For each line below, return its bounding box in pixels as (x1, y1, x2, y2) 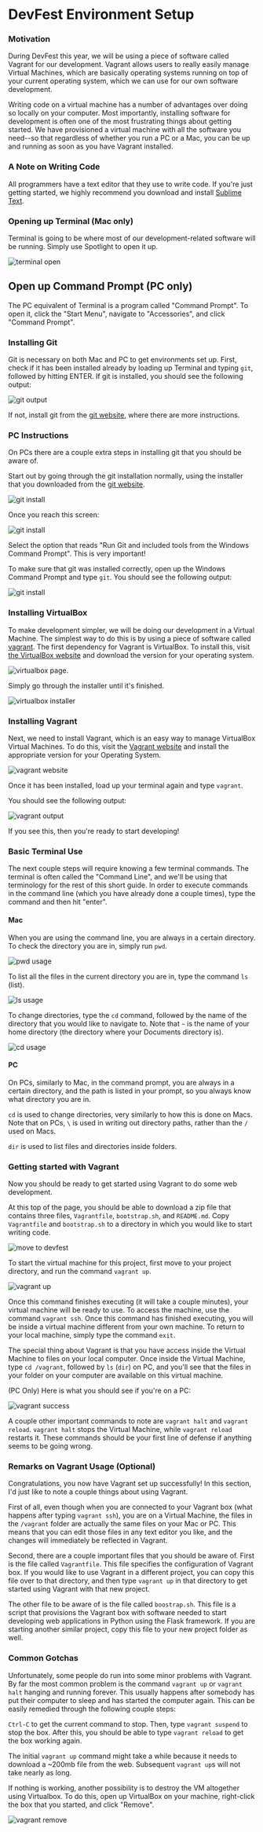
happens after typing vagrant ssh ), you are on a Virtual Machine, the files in (8, 1511, 253, 1520)
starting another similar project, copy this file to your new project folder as (8, 1625, 248, 1634)
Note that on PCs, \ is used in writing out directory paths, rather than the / (8, 1118, 249, 1127)
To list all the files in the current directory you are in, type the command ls (8, 971, 249, 981)
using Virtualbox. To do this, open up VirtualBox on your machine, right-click (8, 1791, 255, 1801)
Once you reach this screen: (8, 510, 100, 519)
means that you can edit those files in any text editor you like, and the (8, 1527, 233, 1537)
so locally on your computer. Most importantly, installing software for (8, 108, 231, 118)
